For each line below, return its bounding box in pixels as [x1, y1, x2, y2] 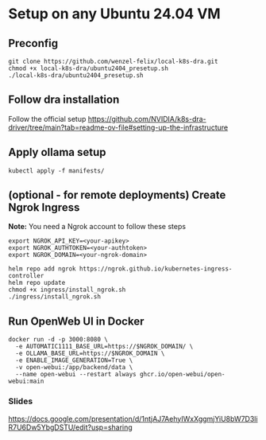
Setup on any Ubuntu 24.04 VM [8, 5, 221, 23]
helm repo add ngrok [8, 265, 77, 273]
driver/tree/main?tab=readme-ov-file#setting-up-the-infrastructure [8, 123, 229, 132]
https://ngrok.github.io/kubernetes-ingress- [79, 265, 233, 273]
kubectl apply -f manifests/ [8, 166, 105, 175]
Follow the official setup [8, 114, 87, 123]
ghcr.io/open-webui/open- [139, 371, 226, 379]
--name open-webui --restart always [15, 371, 137, 379]
